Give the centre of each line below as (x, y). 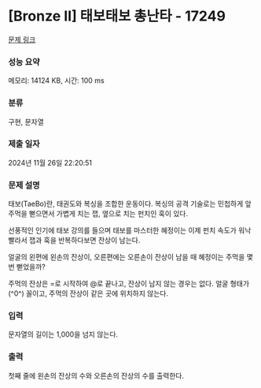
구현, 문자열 (26, 121)
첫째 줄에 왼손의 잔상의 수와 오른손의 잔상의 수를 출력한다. (96, 375)
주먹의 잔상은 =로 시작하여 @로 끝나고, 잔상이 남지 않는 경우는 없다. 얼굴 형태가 (129, 284)
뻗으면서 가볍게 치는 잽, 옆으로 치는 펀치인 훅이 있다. (108, 214)
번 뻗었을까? (27, 267)
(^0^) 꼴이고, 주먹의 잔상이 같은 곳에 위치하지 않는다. (88, 293)
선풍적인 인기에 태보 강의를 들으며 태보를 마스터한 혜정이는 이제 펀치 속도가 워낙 (130, 230)
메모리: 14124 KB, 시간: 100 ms (56, 80)
